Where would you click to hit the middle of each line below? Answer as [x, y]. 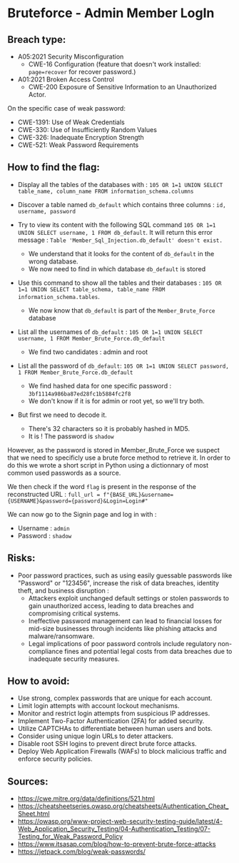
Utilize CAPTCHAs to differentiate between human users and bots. [115, 729]
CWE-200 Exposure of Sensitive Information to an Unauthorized [122, 87]
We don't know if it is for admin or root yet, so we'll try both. [116, 400]
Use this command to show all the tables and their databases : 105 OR [119, 283]
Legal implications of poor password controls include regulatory [122, 643]
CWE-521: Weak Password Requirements [78, 145]
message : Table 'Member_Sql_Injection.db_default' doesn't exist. [120, 240]
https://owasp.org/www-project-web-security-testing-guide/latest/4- [120, 822]
